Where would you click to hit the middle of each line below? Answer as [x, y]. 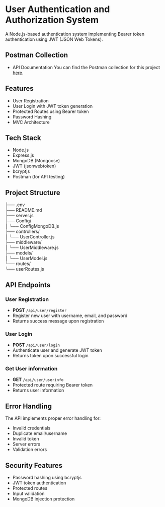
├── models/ [19, 253]
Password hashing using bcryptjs [47, 478]
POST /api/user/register [39, 310]
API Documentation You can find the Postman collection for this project [86, 67]
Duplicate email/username [40, 433]
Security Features [34, 465]
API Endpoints [28, 285]
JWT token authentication [39, 483]
